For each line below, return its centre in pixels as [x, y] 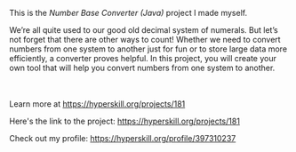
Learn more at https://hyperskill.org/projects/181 [97, 104]
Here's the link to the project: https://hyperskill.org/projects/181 [124, 121]
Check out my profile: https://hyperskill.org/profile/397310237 [123, 138]
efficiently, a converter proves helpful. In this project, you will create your [143, 58]
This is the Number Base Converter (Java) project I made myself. [128, 13]
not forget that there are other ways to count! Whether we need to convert [145, 40]
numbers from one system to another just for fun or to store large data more [148, 49]
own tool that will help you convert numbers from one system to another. [142, 68]
